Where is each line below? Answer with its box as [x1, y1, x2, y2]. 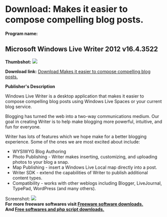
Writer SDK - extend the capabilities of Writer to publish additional [12, 169, 148, 175]
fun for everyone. [5, 123, 41, 130]
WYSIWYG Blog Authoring [12, 148, 66, 154]
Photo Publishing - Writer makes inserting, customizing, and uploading [12, 153, 158, 160]
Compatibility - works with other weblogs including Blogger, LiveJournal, [12, 180, 162, 186]
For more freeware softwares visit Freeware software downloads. [5, 201, 144, 207]
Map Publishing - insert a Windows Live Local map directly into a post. [12, 164, 158, 170]
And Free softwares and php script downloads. [5, 206, 105, 212]
